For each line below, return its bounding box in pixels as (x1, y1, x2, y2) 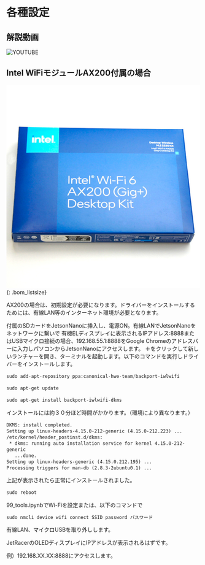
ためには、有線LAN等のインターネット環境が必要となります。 (6, 309, 162, 316)
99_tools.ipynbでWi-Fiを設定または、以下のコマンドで (6, 501, 143, 509)
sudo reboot (6, 489, 37, 496)
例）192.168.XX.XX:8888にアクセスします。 (6, 552, 117, 559)
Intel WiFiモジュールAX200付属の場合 (6, 68, 152, 79)
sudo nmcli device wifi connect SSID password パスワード (6, 514, 153, 520)
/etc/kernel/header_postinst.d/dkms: (6, 434, 103, 440)
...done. (14, 452, 37, 459)
